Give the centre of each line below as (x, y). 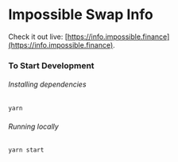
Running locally (34, 126)
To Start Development (51, 65)
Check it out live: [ (38, 37)
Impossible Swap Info (81, 15)
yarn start (26, 150)
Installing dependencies (47, 84)
